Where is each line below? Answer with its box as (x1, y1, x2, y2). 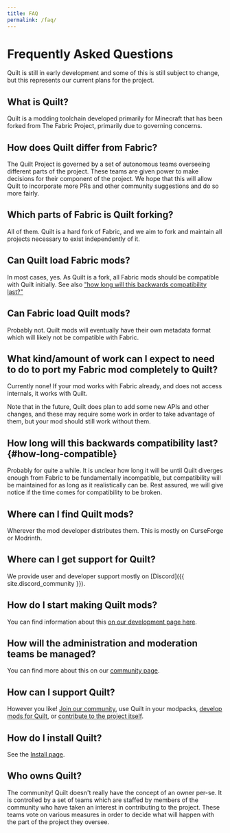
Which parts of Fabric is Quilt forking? (7, 209, 174, 221)
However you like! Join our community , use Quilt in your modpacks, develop (7, 705, 222, 713)
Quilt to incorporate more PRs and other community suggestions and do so (7, 182, 219, 190)
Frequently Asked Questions (7, 46, 174, 62)
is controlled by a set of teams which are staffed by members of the (7, 796, 199, 804)
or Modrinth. (7, 534, 43, 542)
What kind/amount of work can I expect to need (7, 352, 215, 365)
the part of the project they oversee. (7, 817, 110, 826)
